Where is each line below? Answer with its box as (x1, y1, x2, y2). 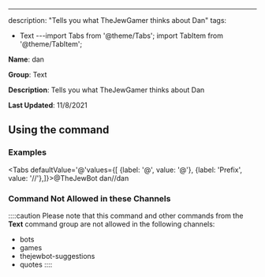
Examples (8, 147, 47, 158)
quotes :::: (19, 260, 53, 269)
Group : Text (8, 70, 47, 79)
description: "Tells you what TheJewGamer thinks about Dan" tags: (8, 16, 227, 24)
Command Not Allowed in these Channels (8, 193, 171, 204)
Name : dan (8, 54, 45, 64)
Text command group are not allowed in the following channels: (8, 219, 215, 229)
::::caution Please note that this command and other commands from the (8, 211, 244, 220)
